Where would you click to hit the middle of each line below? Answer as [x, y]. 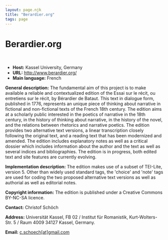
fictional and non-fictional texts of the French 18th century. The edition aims [83, 109]
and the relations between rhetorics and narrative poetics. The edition [77, 125]
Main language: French [37, 78]
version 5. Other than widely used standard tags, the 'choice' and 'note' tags [84, 172]
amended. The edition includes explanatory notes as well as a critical [76, 141]
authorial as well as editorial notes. [41, 183]
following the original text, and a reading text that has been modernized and [83, 136]
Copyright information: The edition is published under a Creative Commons [84, 192]
